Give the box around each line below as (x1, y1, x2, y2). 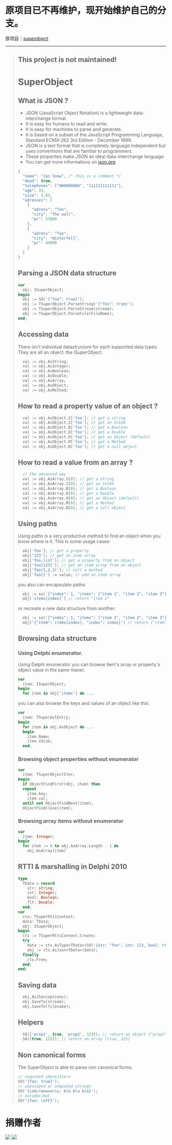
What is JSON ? (17, 96, 68, 105)
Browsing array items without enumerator (17, 817, 124, 825)
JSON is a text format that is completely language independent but (25, 143, 166, 149)
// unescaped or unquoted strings (17, 1083, 91, 1089)
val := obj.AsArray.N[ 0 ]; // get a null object (22, 505, 126, 510)
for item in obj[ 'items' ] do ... (22, 691, 94, 696)
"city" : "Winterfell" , (31, 235, 80, 241)
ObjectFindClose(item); (22, 806, 73, 811)
